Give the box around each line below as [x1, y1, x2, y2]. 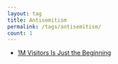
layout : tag [7, 10, 42, 17]
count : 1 [7, 29, 33, 37]
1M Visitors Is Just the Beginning [17, 49, 112, 57]
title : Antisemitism [7, 17, 68, 24]
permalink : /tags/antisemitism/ [7, 23, 101, 30]
